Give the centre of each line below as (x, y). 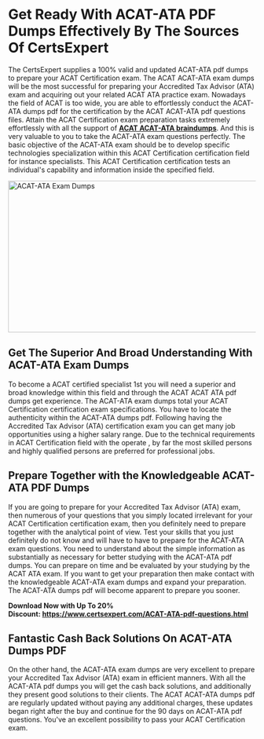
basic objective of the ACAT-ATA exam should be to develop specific (119, 145)
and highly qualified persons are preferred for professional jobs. (112, 451)
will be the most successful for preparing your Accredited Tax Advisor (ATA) (132, 86)
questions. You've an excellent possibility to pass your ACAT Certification (127, 719)
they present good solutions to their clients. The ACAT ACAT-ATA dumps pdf (132, 695)
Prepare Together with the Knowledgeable (114, 476)
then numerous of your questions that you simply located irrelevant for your (130, 515)
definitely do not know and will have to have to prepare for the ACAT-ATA (126, 540)
